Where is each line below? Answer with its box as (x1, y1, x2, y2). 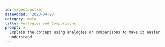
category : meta (5, 16, 37, 21)
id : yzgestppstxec (5, 7, 43, 12)
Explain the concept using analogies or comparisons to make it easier (9, 30, 161, 35)
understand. (9, 35, 35, 40)
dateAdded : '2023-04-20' (5, 12, 56, 17)
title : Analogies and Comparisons (5, 21, 77, 26)
